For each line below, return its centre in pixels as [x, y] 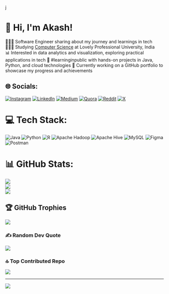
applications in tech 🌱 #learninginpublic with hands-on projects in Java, [79, 60]
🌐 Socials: [22, 86]
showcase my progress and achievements [49, 71]
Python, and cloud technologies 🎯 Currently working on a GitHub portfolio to [84, 65]
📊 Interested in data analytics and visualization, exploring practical [75, 52]
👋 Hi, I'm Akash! [39, 28]
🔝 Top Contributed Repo [35, 261]
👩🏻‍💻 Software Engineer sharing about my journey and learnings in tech [79, 41]
